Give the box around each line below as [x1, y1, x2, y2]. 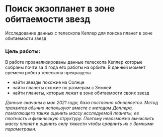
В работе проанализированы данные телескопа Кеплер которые [5, 59, 143, 65]
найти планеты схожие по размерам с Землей [12, 85, 112, 91]
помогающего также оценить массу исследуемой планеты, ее [5, 110, 139, 116]
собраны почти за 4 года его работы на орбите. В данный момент [5, 64, 146, 70]
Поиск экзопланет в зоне [5, 3, 115, 14]
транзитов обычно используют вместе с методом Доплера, [5, 105, 133, 111]
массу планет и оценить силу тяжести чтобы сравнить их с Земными [5, 121, 154, 127]
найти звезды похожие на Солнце [12, 79, 84, 85]
